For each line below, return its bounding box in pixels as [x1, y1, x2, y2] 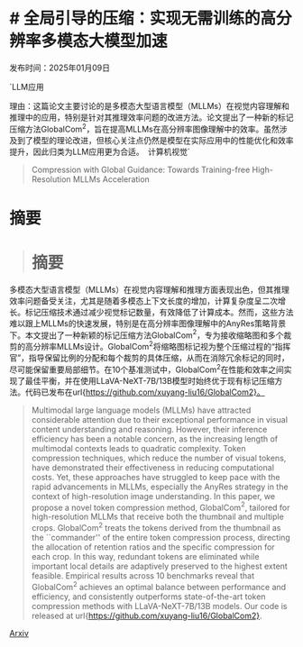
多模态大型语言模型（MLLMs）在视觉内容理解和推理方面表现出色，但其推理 [9, 284, 290, 295]
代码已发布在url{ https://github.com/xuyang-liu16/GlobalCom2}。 [24, 387, 266, 397]
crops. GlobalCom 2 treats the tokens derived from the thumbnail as [31, 521, 281, 533]
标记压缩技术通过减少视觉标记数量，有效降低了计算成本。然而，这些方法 [24, 306, 294, 317]
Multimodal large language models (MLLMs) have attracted [31, 405, 252, 415]
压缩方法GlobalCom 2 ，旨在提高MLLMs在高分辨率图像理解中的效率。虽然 [9, 122, 280, 134]
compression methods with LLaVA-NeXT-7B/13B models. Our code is [31, 600, 288, 611]
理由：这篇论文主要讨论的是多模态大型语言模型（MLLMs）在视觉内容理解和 [9, 100, 290, 111]
